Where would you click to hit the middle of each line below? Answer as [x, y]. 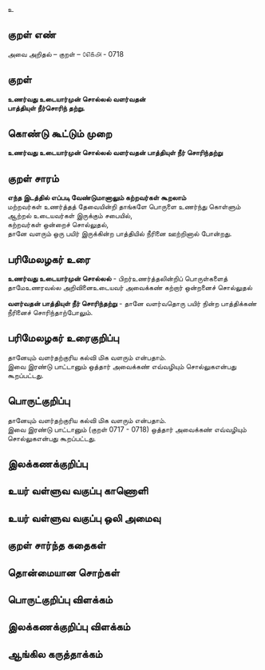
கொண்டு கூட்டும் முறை [60, 134]
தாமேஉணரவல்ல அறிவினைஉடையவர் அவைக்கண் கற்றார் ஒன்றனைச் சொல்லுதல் [130, 288]
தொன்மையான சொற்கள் [64, 572]
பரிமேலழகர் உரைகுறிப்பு [63, 338]
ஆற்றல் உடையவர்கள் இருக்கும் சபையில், [70, 216]
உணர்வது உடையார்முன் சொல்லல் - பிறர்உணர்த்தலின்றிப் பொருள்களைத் [118, 279]
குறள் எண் [32, 35]
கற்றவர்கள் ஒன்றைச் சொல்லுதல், [58, 225]
